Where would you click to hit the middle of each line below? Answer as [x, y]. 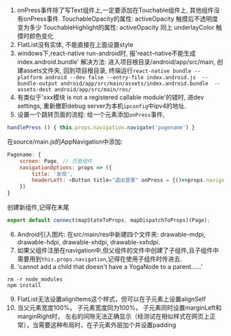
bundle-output [37, 83]
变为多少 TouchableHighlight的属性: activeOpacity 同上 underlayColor [115, 27]
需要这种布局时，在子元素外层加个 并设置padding [107, 325]
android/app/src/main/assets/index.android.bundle [134, 83]
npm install [24, 285]
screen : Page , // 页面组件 [56, 161]
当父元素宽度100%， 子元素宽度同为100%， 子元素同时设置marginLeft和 [119, 307]
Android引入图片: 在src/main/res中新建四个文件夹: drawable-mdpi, [111, 234]
